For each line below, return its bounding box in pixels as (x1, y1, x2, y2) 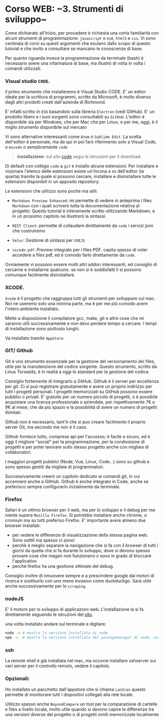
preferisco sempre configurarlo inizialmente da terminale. (5, 483, 121, 490)
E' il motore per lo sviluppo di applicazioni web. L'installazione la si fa (5, 607, 144, 612)
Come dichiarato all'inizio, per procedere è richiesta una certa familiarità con (5, 30, 159, 36)
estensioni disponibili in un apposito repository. (5, 179, 100, 184)
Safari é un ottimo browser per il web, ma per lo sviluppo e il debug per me (5, 507, 155, 513)
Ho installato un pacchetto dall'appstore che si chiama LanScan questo (5, 686, 146, 692)
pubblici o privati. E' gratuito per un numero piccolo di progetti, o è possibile (5, 394, 158, 400)
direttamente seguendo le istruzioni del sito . (5, 611, 94, 617)
